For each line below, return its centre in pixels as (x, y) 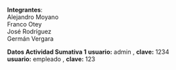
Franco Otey (25, 24)
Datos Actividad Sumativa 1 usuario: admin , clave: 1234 (88, 52)
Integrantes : (25, 10)
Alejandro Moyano (33, 17)
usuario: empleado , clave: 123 (51, 59)
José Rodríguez (29, 31)
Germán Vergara (30, 39)
